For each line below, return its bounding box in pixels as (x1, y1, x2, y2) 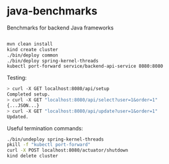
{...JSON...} (7, 102, 40, 109)
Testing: (7, 74, 27, 82)
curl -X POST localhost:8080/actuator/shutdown (7, 147, 129, 154)
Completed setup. (7, 91, 51, 97)
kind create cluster (7, 46, 59, 52)
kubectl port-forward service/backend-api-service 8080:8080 (7, 63, 164, 70)
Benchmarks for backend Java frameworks (7, 24, 114, 31)
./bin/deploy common (7, 52, 59, 58)
